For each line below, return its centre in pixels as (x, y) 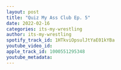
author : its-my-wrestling (39, 35)
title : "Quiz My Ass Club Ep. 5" (48, 18)
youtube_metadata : (29, 57)
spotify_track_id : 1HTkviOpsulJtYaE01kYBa (60, 40)
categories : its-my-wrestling (44, 29)
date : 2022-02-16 (28, 23)
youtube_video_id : (29, 46)
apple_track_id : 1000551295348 (46, 52)
